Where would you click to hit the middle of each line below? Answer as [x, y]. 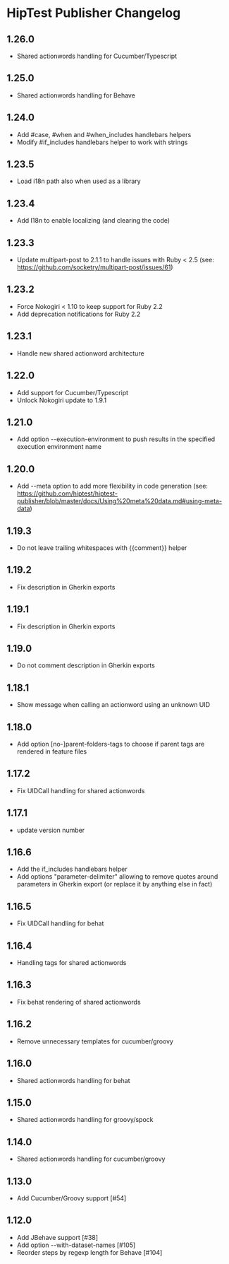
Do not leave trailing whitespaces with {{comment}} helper [102, 548]
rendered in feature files [52, 751]
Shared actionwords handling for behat [74, 1080]
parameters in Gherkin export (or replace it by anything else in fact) [114, 884]
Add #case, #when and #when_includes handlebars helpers [104, 134]
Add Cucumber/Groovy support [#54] [72, 1198]
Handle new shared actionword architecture [81, 353]
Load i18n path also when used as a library [79, 181]
